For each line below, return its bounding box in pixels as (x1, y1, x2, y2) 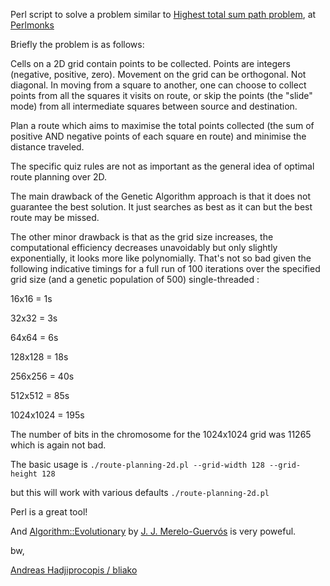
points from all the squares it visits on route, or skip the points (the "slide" (10, 90, 313, 101)
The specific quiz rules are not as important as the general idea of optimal (10, 160, 315, 172)
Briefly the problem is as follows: (10, 39, 145, 50)
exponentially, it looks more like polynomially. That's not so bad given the (10, 252, 312, 264)
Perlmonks (10, 19, 55, 31)
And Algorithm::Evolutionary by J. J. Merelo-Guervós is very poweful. (10, 525, 297, 537)
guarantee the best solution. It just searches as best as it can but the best (10, 201, 313, 213)
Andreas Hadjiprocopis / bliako (10, 564, 138, 576)
